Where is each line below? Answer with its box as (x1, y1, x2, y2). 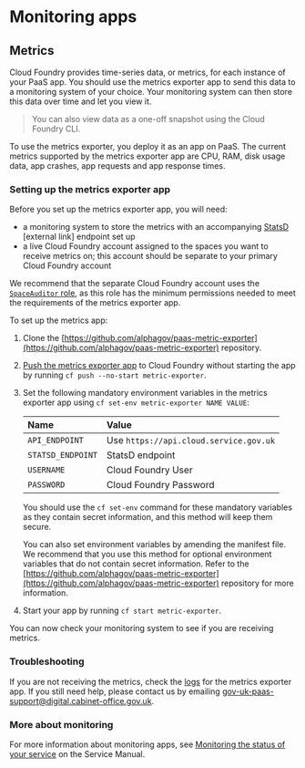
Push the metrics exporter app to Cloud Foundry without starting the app (22, 360, 296, 371)
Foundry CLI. (31, 123, 81, 134)
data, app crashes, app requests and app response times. (9, 161, 226, 171)
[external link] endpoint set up (22, 231, 136, 243)
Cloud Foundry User (106, 463, 193, 476)
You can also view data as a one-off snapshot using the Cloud (31, 114, 266, 124)
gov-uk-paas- (221, 686, 275, 697)
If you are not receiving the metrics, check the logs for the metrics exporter (9, 676, 292, 687)
